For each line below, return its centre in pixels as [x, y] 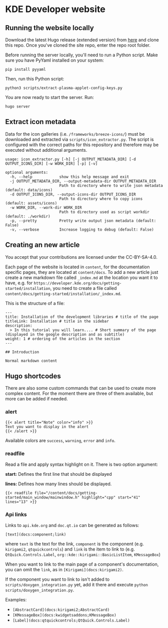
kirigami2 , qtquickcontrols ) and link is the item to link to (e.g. [70, 549]
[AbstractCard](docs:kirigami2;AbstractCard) [61, 610]
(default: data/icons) [29, 190]
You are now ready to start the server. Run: [50, 97]
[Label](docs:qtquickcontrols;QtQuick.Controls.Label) [71, 621]
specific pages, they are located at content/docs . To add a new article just [82, 272]
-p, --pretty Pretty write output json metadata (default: [83, 221]
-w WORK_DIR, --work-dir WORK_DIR [46, 207]
